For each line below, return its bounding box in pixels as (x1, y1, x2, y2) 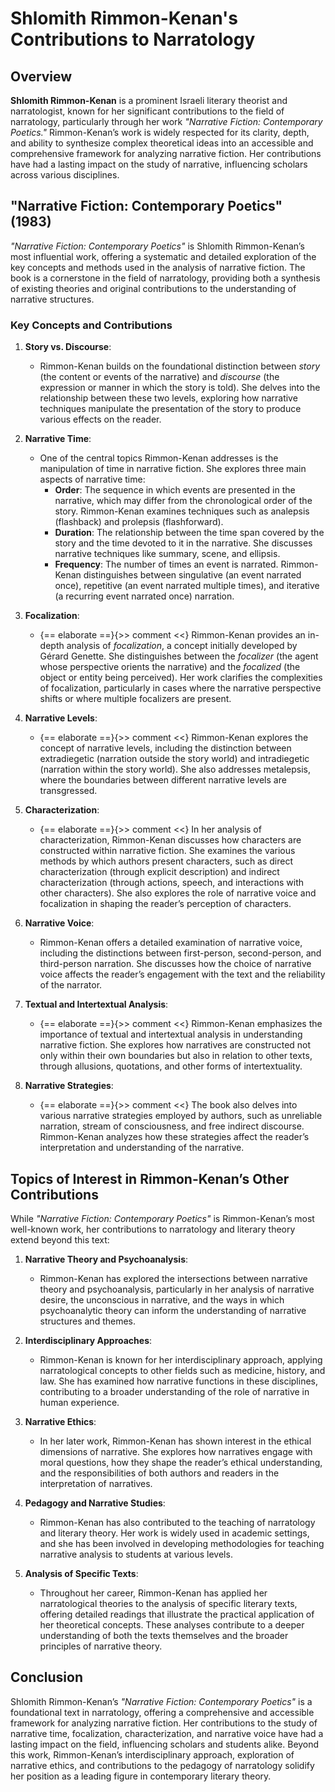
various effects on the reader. (39, 413, 162, 426)
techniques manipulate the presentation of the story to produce (39, 403, 302, 415)
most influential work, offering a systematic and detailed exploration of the (10, 250, 317, 262)
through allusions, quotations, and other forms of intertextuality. (39, 1060, 303, 1072)
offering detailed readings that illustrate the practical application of (39, 1608, 315, 1620)
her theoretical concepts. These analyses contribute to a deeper (39, 1618, 305, 1631)
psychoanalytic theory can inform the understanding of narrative (39, 1304, 307, 1316)
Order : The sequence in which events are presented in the (54, 484, 296, 496)
